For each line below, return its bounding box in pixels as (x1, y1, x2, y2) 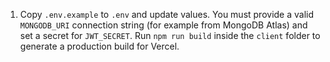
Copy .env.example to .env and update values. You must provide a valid (19, 9, 315, 20)
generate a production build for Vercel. (19, 40, 180, 52)
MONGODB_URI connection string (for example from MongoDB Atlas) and (19, 19, 308, 31)
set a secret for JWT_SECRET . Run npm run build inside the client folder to (19, 30, 321, 41)
